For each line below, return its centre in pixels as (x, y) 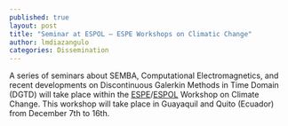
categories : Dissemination (59, 51)
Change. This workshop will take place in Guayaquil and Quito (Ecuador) (142, 104)
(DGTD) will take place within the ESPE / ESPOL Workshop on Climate (134, 95)
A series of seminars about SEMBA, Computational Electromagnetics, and (144, 75)
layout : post (33, 26)
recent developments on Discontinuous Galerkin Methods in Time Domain (144, 85)
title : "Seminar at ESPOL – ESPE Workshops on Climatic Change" (131, 34)
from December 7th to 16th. (60, 114)
